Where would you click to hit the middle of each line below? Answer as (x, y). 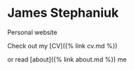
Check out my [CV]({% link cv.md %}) (62, 45)
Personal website (32, 32)
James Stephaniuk (63, 13)
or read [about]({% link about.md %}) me (67, 59)
